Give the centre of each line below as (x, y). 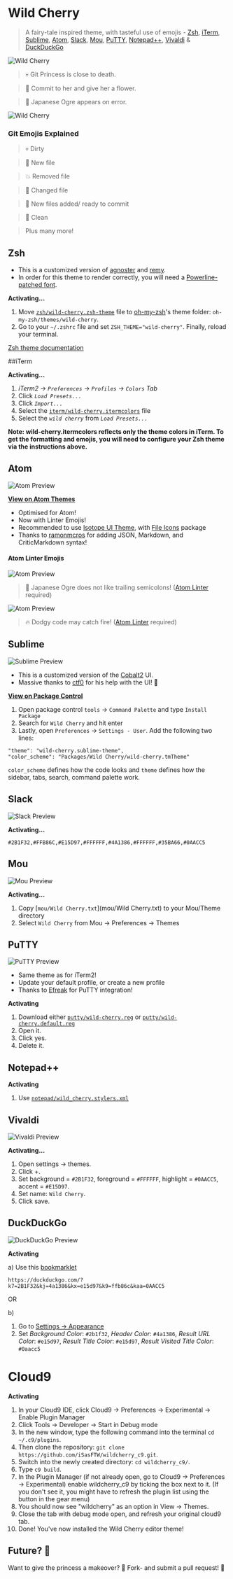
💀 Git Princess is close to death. (70, 74)
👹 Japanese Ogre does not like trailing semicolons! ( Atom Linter (117, 588)
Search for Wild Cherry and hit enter (70, 723)
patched (30, 285)
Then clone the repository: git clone (71, 1447)
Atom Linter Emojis (36, 559)
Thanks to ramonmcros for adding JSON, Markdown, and (101, 535)
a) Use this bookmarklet (42, 1267)
